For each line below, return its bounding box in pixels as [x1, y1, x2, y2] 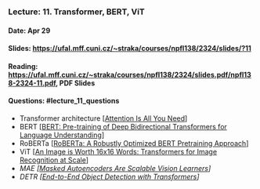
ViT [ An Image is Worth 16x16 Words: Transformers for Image [19, 147, 218, 156]
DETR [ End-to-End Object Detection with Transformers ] [19, 172, 200, 181]
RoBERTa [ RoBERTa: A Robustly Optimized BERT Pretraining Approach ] [19, 138, 249, 147]
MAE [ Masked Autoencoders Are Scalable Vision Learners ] [19, 163, 211, 173]
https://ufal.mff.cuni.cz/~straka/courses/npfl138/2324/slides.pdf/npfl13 [8, 70, 252, 79]
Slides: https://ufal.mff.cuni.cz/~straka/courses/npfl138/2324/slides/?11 [8, 44, 252, 53]
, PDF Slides [56, 78, 96, 88]
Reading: [8, 61, 38, 71]
